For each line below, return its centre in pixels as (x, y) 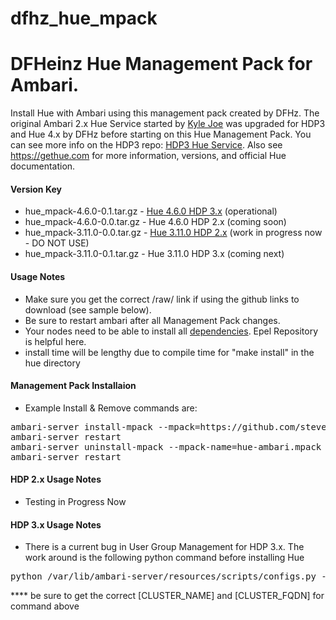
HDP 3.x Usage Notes (56, 524)
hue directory (52, 363)
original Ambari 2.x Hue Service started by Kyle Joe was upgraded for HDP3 (168, 124)
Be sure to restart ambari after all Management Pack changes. (152, 320)
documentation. (43, 166)
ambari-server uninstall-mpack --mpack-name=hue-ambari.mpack (166, 446)
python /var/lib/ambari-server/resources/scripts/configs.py (163, 576)
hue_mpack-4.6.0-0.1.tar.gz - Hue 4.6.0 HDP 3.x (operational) (151, 211)
